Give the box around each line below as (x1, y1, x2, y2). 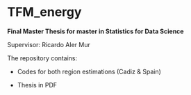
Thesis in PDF (17, 80, 58, 89)
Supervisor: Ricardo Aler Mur (7, 40, 90, 49)
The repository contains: (7, 53, 78, 62)
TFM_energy (7, 4, 82, 20)
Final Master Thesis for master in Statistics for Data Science (7, 27, 184, 35)
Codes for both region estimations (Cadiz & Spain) (17, 67, 162, 76)
